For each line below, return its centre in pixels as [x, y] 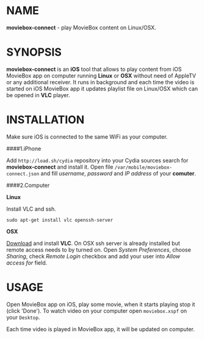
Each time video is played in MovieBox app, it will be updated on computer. [101, 329]
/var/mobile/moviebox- [143, 167]
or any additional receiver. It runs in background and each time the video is [100, 82]
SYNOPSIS [34, 52]
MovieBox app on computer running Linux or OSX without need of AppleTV [101, 75]
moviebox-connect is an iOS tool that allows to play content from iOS [94, 69]
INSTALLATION [45, 120]
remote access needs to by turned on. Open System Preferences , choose [99, 250]
